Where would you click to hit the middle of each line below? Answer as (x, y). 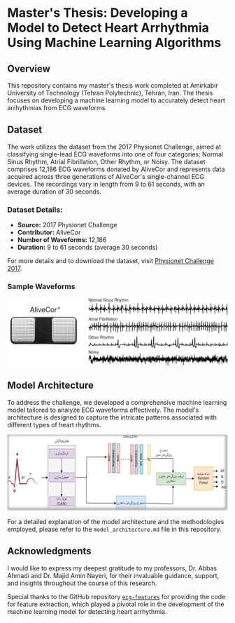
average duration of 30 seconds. (54, 192)
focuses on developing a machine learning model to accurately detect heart (116, 100)
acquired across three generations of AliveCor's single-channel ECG (106, 176)
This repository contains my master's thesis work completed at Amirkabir (113, 85)
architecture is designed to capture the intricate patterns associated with (112, 417)
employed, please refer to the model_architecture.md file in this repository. (114, 529)
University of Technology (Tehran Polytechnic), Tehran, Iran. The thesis (110, 93)
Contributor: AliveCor (49, 232)
